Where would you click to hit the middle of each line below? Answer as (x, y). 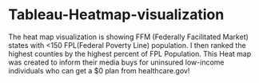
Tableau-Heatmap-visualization (116, 15)
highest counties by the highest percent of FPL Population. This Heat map (130, 53)
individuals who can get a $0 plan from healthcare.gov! (99, 70)
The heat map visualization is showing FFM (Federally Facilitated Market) (129, 37)
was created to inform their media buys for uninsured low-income (116, 62)
